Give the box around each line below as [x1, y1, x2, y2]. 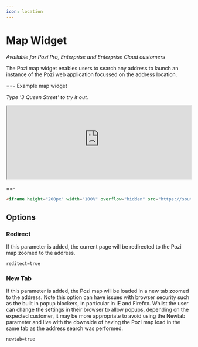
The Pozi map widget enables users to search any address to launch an [6, 64, 179, 72]
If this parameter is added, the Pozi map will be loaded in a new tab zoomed [6, 288, 189, 295]
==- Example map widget [6, 82, 67, 89]
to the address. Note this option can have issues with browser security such [6, 294, 189, 301]
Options [6, 212, 36, 222]
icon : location [6, 8, 43, 15]
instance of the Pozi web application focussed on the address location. [6, 71, 177, 78]
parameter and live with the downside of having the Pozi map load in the [6, 319, 180, 326]
